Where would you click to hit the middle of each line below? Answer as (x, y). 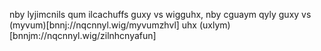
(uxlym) (214, 25)
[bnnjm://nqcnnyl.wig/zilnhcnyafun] (83, 35)
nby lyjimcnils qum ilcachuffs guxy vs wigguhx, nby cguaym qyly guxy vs (160, 14)
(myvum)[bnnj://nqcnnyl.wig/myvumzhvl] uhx (103, 25)
